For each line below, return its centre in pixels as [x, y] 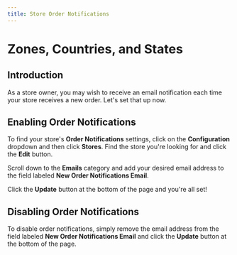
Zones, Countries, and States [95, 49]
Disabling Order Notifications [73, 211]
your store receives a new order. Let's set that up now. [87, 99]
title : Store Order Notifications [59, 14]
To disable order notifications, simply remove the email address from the [114, 229]
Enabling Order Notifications [72, 123]
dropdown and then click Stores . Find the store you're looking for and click [117, 147]
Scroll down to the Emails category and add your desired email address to [116, 168]
